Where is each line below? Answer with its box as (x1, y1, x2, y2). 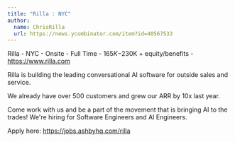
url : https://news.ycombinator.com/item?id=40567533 (13, 30, 173, 37)
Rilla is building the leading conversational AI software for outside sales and (7, 71, 229, 79)
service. (7, 78, 31, 87)
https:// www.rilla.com (7, 57, 71, 66)
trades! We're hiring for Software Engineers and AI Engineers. (7, 113, 187, 122)
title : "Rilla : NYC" (7, 10, 72, 18)
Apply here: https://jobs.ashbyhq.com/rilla (7, 126, 131, 135)
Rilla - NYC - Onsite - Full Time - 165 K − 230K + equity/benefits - (7, 49, 194, 58)
